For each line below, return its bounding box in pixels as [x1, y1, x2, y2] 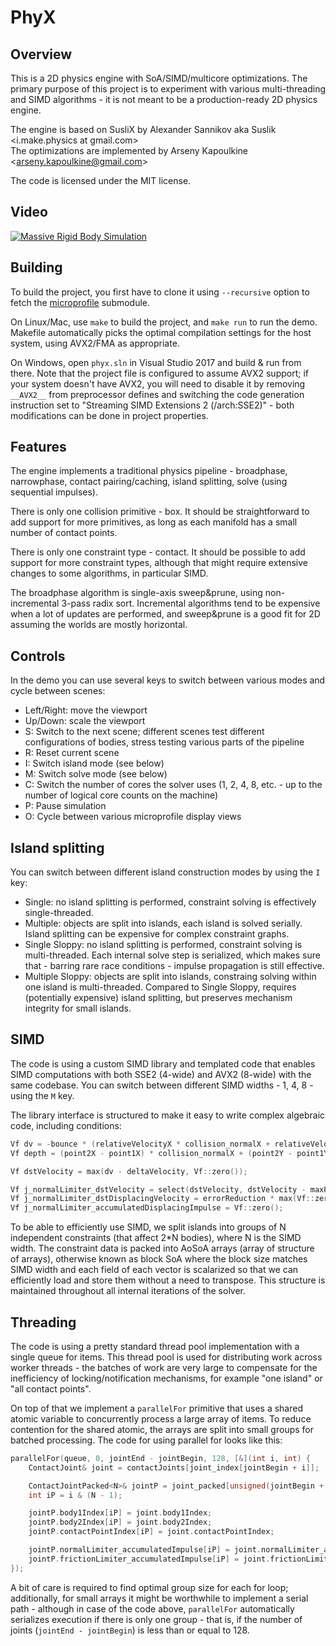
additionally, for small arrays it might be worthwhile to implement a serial [10, 1592, 309, 1604]
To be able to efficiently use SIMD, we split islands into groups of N [10, 1221, 287, 1233]
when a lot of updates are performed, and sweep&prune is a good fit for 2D [10, 608, 321, 620]
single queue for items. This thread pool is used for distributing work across [10, 1351, 323, 1363]
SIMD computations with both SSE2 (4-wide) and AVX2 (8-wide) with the [10, 1068, 312, 1080]
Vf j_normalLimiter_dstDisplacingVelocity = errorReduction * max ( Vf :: [10, 1194, 315, 1204]
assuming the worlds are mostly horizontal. [10, 619, 188, 631]
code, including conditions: [10, 1119, 122, 1131]
